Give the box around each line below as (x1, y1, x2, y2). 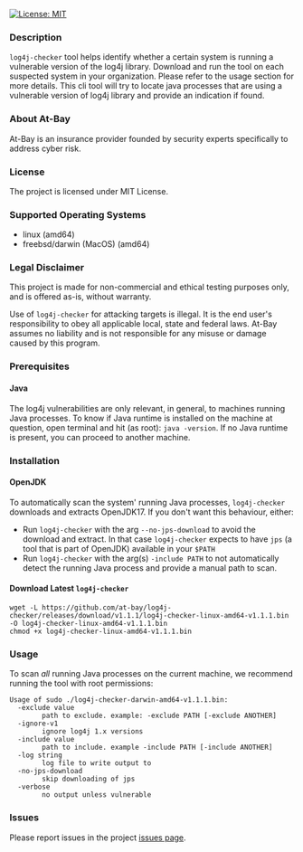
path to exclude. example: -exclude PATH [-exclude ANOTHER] (42, 711, 278, 721)
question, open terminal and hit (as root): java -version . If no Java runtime (9, 421, 289, 433)
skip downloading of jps (42, 774, 136, 784)
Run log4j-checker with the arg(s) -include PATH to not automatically (22, 553, 279, 563)
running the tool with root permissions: (9, 678, 154, 689)
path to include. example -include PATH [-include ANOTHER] (42, 743, 273, 753)
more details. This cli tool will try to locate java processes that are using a (9, 80, 283, 91)
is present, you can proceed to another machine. (9, 431, 191, 442)
